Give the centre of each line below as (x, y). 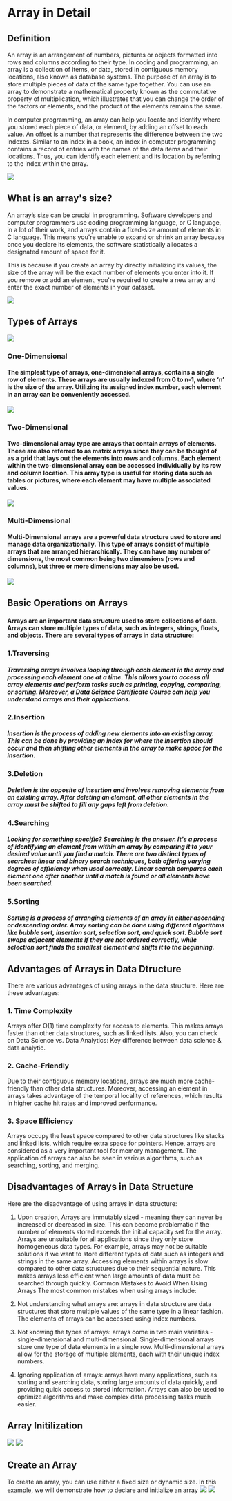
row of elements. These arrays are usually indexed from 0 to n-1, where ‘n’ (116, 380)
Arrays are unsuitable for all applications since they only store (105, 1239)
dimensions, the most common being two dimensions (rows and (101, 559)
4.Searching (28, 822)
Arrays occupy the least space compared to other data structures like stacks (116, 1136)
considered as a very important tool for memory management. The (102, 1151)
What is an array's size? (60, 198)
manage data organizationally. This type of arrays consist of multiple (108, 545)
